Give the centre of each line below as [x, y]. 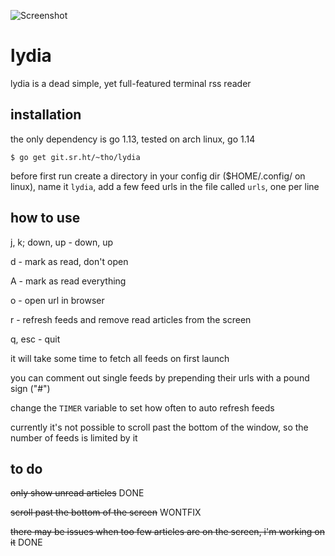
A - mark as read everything [68, 281]
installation [46, 115]
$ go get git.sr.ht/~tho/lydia [75, 157]
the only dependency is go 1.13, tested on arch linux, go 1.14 [133, 139]
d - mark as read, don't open [69, 261]
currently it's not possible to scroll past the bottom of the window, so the [159, 427]
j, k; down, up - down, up [62, 242]
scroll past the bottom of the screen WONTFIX [106, 512]
